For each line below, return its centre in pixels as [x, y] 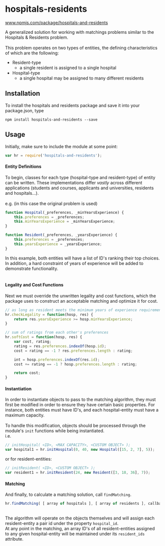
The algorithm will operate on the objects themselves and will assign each [80, 518]
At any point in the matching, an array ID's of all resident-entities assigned [80, 529]
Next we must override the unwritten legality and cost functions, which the [81, 296]
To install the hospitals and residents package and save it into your [72, 105]
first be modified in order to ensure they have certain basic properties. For [80, 405]
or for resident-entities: [28, 459]
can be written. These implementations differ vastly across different [74, 182]
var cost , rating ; [33, 342]
